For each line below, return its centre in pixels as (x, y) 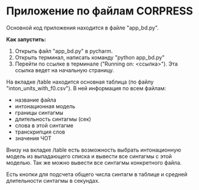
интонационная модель (45, 106)
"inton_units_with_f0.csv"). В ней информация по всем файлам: (86, 88)
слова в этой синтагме (44, 125)
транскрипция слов (40, 132)
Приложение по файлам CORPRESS (100, 11)
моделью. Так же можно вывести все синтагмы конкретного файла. (94, 162)
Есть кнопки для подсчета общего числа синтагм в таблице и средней (97, 174)
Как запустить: (26, 39)
